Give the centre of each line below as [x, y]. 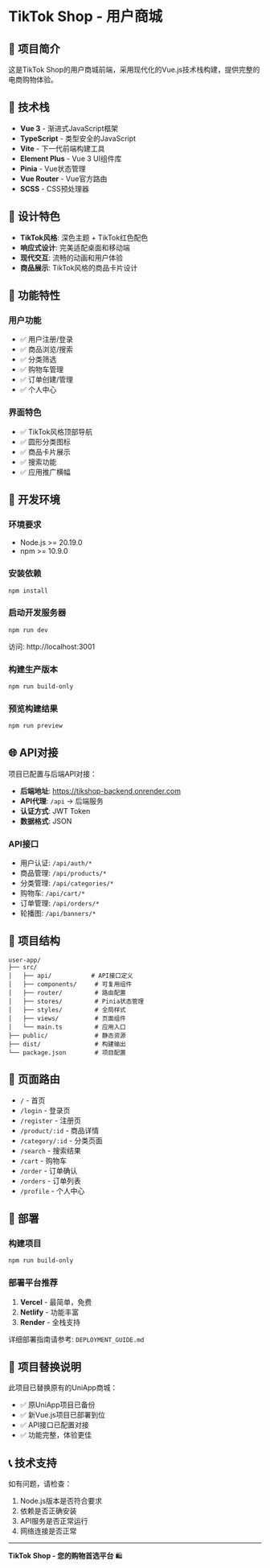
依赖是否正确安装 [48, 1511]
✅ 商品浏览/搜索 [47, 349]
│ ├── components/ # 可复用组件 [70, 984]
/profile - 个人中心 [52, 1190]
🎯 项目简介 [34, 49]
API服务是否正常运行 [54, 1521]
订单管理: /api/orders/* [59, 903]
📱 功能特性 [34, 296]
